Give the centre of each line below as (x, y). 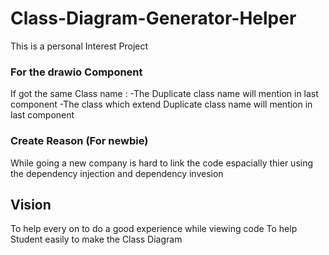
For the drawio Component (76, 72)
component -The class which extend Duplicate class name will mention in (161, 104)
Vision (31, 204)
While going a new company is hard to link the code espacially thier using (162, 163)
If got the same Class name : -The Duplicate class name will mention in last (164, 94)
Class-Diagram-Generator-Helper (153, 18)
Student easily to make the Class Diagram (96, 239)
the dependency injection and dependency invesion (117, 173)
